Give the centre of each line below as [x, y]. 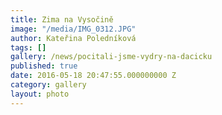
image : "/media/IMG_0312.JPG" [73, 29]
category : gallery [48, 85]
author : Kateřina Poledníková [73, 38]
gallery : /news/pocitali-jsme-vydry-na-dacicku [111, 57]
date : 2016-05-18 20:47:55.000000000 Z [93, 76]
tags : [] [28, 47]
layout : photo [40, 94]
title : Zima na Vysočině [62, 19]
